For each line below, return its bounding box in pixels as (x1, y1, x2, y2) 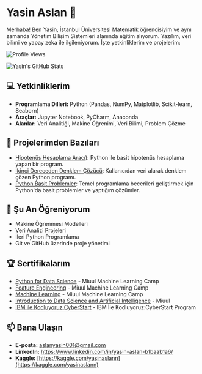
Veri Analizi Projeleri (15, 226, 66, 234)
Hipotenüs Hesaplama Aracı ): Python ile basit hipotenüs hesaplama (15, 154, 184, 161)
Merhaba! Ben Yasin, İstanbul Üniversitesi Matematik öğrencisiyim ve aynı (6, 26, 192, 33)
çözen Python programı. (15, 173, 76, 181)
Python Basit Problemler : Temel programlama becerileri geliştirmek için (15, 180, 194, 187)
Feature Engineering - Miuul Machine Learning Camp (15, 284, 149, 291)
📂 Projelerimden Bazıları (6, 138, 99, 148)
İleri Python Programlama (15, 233, 79, 241)
